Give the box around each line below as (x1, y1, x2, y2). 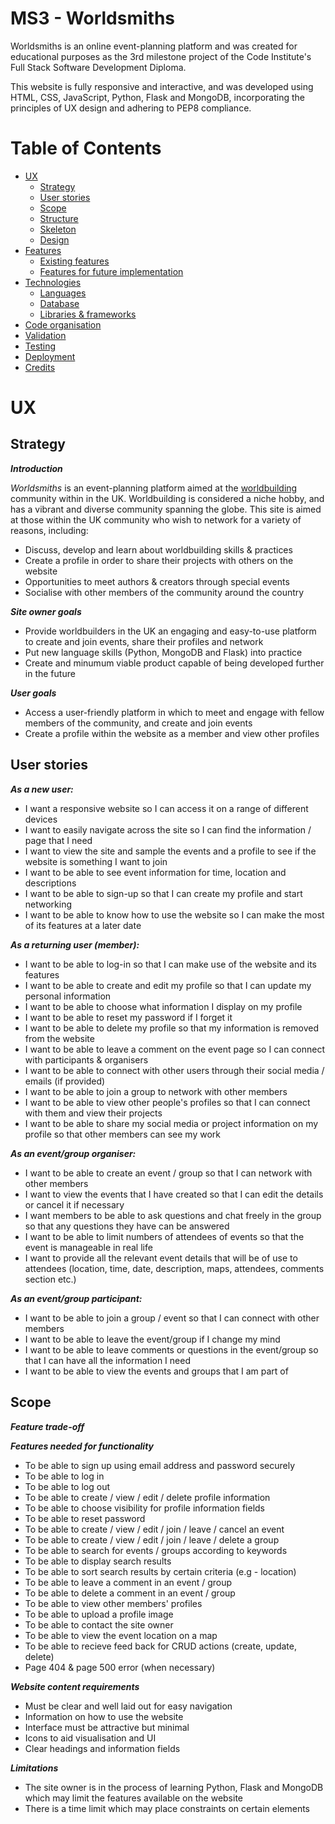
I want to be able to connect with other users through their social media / (24, 1064, 325, 1076)
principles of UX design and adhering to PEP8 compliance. (10, 102, 252, 114)
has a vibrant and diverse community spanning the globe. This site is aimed (10, 503, 322, 515)
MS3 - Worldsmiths (10, 7, 176, 30)
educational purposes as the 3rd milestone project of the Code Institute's (10, 50, 312, 62)
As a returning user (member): (10, 938, 140, 951)
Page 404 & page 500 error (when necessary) (24, 1661, 216, 1673)
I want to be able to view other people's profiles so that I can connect (24, 1096, 311, 1108)
